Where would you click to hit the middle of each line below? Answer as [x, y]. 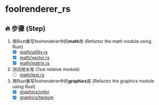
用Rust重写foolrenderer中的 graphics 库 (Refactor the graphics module [83, 81]
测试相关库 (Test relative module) [46, 70]
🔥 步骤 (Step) [25, 28]
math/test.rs [32, 75]
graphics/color [35, 92]
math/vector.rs [35, 58]
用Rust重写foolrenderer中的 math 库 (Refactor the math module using [82, 41]
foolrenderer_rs [38, 9]
